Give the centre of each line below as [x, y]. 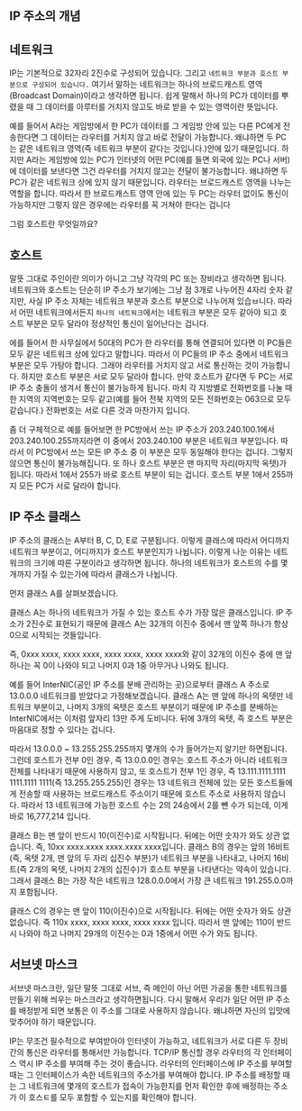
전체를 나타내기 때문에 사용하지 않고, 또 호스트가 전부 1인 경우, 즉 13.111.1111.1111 [147, 771]
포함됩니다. [38, 891]
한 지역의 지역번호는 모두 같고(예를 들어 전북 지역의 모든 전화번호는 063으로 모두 [150, 399]
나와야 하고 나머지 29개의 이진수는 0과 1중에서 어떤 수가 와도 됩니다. [138, 933]
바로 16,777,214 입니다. [50, 816]
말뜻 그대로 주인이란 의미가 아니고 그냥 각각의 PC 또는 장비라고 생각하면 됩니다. [148, 278]
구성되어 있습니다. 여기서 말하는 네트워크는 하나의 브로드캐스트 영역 [147, 85]
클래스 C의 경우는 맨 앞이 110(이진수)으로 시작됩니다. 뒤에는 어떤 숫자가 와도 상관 [151, 911]
